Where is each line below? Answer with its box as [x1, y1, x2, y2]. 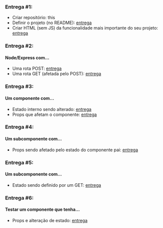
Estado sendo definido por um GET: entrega [12, 182, 102, 188]
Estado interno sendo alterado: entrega [12, 106, 92, 112]
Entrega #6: [5, 194, 34, 201]
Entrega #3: [5, 83, 34, 90]
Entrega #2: [5, 43, 34, 50]
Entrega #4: [5, 124, 34, 131]
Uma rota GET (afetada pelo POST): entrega [12, 71, 102, 77]
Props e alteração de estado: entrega [12, 217, 88, 223]
